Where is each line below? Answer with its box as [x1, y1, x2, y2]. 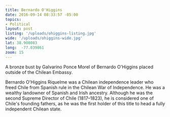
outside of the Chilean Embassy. [5, 69, 73, 75]
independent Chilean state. [5, 106, 62, 112]
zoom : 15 [5, 50, 24, 55]
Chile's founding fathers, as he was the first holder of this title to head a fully [5, 100, 165, 106]
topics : [5, 17, 22, 22]
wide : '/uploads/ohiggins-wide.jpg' [5, 36, 83, 41]
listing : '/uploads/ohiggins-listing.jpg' [5, 31, 96, 36]
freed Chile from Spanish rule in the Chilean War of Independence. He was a [5, 84, 165, 90]
